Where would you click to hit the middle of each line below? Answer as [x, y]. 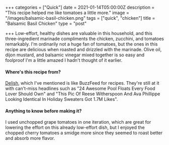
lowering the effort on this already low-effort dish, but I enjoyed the [75, 128]
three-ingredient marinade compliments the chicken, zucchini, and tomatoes [84, 39]
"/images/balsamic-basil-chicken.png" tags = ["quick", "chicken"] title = [80, 18]
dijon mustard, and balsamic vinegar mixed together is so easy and [75, 55]
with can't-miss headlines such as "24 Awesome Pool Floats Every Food [80, 89]
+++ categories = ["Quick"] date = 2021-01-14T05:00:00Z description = [80, 7]
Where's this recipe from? [33, 72]
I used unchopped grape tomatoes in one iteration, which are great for [78, 122]
